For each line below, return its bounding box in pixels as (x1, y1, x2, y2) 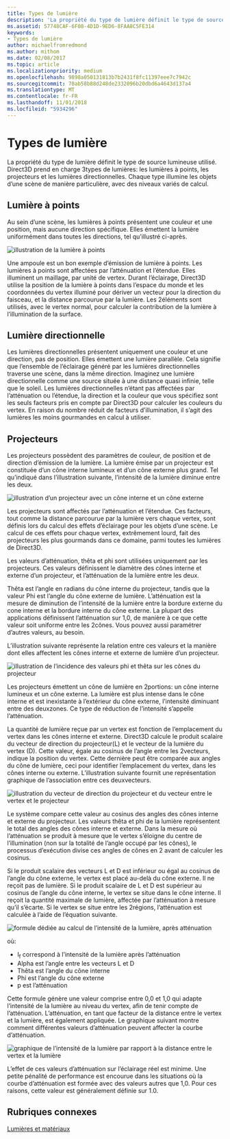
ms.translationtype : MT (7, 86, 75, 93)
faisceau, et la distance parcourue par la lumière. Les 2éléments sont (7, 295, 202, 304)
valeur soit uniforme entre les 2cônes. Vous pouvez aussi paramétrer (7, 621, 202, 629)
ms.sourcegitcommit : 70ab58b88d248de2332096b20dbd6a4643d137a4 (7, 80, 192, 87)
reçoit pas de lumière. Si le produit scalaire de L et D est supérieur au (7, 881, 202, 890)
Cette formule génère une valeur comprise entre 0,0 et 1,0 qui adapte (7, 994, 202, 1003)
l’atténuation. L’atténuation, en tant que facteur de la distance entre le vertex (7, 1009, 222, 1017)
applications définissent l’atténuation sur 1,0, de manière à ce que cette (7, 614, 207, 622)
